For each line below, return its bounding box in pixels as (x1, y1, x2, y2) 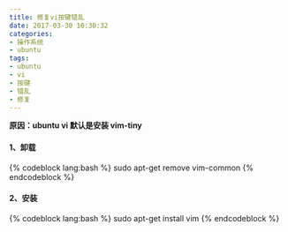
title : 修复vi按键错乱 (9, 12, 85, 22)
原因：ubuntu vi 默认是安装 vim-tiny (9, 120, 143, 131)
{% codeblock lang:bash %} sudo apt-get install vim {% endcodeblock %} (9, 213, 280, 223)
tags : (9, 54, 29, 63)
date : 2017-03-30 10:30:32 (9, 21, 109, 30)
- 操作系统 (9, 37, 44, 47)
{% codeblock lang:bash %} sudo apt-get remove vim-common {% (9, 162, 254, 173)
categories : (9, 29, 53, 38)
